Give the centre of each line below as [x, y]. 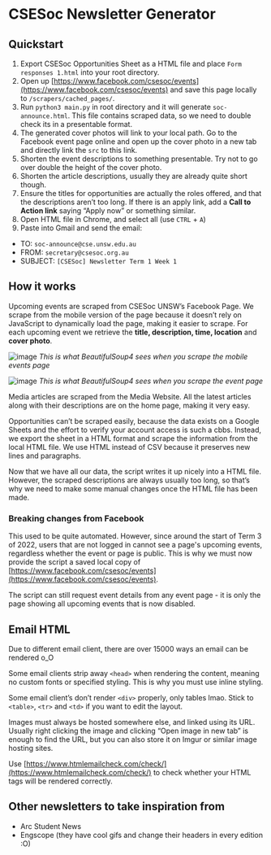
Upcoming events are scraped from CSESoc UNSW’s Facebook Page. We [131, 306]
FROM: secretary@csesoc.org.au [75, 252]
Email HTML [39, 629]
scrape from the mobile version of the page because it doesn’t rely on [125, 315]
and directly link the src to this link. [79, 150]
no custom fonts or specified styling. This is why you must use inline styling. [136, 682]
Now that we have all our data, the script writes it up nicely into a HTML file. [135, 471]
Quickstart [36, 44]
